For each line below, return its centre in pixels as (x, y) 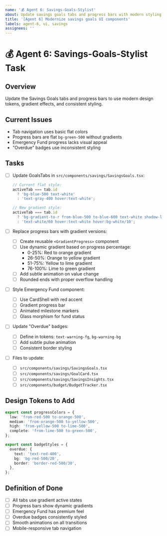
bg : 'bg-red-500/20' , (36, 458)
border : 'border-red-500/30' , (46, 463)
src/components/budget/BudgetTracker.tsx (63, 385)
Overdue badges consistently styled (50, 517)
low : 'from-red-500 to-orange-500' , (48, 417)
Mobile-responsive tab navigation (47, 528)
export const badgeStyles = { (37, 445)
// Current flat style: (37, 185)
